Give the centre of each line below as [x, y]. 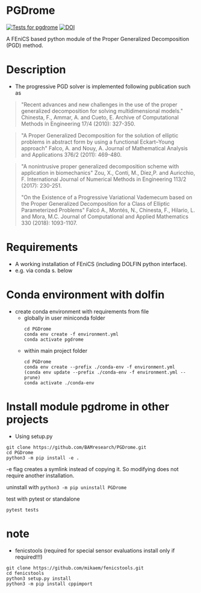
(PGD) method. [25, 45]
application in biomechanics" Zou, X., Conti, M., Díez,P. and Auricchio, [108, 173]
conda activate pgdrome [54, 339]
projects [28, 419]
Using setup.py [34, 436]
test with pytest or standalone [43, 499]
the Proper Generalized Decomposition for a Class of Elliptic [95, 203]
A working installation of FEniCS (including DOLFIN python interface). [101, 264]
